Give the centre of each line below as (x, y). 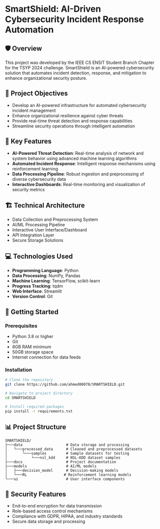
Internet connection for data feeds (46, 357)
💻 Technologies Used (39, 256)
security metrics (28, 190)
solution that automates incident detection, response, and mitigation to (76, 73)
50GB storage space (33, 352)
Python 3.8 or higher (33, 336)
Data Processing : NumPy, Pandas (46, 276)
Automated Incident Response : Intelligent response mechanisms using (84, 163)
